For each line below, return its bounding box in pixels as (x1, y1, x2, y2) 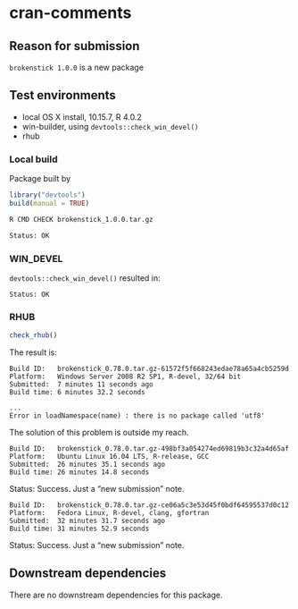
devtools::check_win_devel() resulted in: (9, 272, 161, 283)
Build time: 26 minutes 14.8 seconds (9, 468, 150, 477)
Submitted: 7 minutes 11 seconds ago (9, 380, 153, 389)
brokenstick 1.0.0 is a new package (9, 62, 145, 72)
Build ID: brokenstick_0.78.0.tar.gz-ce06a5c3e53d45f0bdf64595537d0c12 (9, 501, 290, 510)
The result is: (9, 347, 58, 358)
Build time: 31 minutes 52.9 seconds (9, 524, 150, 534)
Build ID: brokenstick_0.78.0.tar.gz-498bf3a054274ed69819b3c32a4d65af (9, 444, 290, 453)
